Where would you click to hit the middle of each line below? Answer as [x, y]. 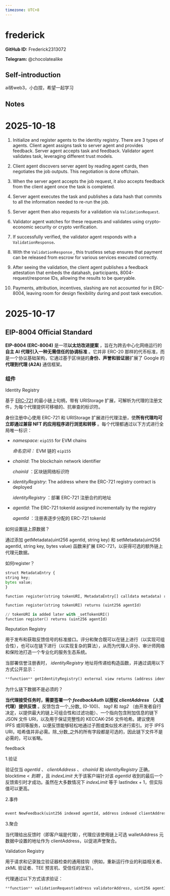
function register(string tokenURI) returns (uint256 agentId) [73, 605]
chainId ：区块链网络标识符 [41, 472]
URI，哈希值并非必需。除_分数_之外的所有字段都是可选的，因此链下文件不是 [84, 732]
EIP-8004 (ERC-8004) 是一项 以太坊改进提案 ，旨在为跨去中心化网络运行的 [84, 345]
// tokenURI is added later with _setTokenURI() [57, 615]
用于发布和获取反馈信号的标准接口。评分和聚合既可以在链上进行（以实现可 [83, 639]
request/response [31, 278]
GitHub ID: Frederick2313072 [36, 49]
